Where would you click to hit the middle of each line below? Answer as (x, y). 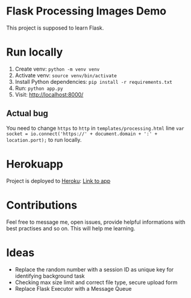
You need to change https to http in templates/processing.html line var (95, 128)
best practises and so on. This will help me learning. (71, 228)
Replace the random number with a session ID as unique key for (94, 269)
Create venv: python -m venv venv (57, 69)
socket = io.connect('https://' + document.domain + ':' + (82, 134)
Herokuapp (35, 164)
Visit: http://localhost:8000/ (49, 94)
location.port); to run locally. (44, 139)
